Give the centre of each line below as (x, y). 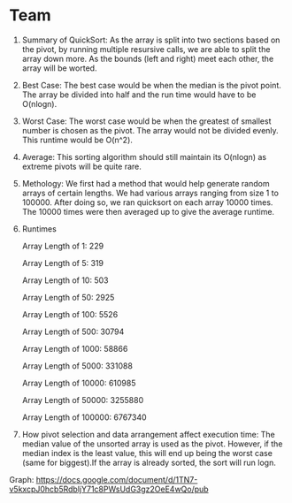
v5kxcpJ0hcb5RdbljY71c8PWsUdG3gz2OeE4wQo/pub (109, 489)
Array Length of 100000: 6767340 (85, 417)
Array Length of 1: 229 (63, 246)
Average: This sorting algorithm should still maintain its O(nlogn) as (144, 156)
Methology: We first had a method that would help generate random (146, 183)
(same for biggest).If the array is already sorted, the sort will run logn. (149, 462)
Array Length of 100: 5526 (70, 314)
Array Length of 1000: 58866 (75, 348)
